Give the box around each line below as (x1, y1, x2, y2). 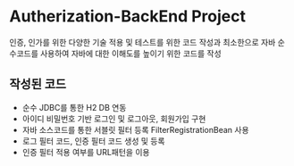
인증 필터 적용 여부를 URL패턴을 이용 (21, 146, 150, 157)
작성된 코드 (9, 77, 67, 92)
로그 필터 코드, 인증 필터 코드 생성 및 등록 (21, 136, 165, 146)
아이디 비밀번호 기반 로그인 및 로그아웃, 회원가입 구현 (21, 113, 206, 124)
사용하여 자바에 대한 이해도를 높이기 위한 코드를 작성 (39, 47, 222, 59)
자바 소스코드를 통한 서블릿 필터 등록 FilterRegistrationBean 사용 (21, 124, 249, 135)
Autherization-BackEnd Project (9, 6, 246, 27)
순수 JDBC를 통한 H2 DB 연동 (21, 102, 127, 112)
